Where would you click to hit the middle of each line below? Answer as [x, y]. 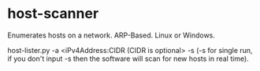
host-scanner [53, 14]
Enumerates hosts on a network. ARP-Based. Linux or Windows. [111, 35]
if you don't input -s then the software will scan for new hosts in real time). [128, 59]
